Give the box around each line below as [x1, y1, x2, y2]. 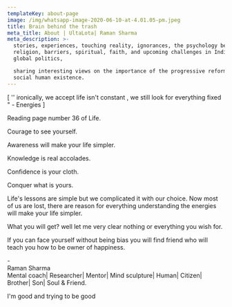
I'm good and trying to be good [7, 292, 96, 300]
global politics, [13, 55, 64, 62]
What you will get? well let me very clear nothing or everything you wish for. [7, 222, 223, 230]
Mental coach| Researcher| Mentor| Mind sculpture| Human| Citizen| [7, 271, 202, 279]
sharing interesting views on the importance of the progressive [13, 67, 206, 75]
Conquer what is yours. [7, 180, 74, 189]
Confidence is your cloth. [7, 167, 79, 176]
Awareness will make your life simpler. [7, 140, 116, 149]
